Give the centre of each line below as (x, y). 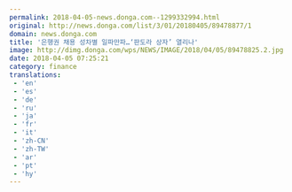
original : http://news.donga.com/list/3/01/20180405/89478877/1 (130, 26)
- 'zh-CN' (31, 141)
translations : (36, 75)
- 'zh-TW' (31, 149)
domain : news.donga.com (53, 34)
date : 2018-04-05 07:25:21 (59, 58)
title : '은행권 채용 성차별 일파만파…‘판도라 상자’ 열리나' (104, 42)
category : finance (43, 67)
